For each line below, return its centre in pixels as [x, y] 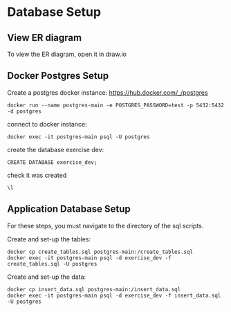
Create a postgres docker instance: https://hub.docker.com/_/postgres [108, 92]
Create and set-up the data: [47, 277]
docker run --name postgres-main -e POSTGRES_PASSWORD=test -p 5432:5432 [116, 105]
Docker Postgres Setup [58, 76]
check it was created [37, 175]
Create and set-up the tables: [49, 239]
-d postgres [24, 111]
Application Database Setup [69, 209]
